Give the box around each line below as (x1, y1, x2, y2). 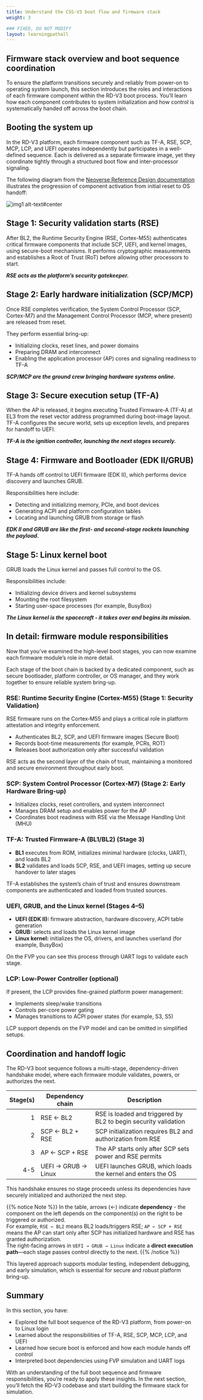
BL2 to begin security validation (95, 1118, 185, 1126)
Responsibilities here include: (6, 489, 80, 497)
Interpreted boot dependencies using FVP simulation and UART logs (14, 1357, 185, 1364)
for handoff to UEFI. (6, 425, 56, 433)
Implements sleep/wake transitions (14, 1000, 102, 1007)
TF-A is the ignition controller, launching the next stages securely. (6, 438, 176, 445)
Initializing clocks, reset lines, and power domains (14, 342, 139, 349)
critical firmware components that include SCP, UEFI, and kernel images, (6, 241, 187, 248)
